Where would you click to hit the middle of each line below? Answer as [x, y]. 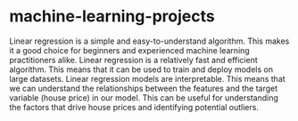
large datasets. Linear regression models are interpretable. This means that [147, 78]
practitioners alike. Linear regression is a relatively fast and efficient [134, 60]
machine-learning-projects [112, 16]
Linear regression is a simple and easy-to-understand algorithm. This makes [149, 41]
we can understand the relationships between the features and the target [144, 88]
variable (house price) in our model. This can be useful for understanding [144, 97]
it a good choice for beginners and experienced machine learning [129, 50]
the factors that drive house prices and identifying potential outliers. [134, 107]
